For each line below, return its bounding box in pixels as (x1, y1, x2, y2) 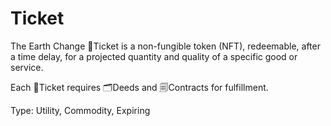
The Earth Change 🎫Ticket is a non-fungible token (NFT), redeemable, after (10, 40, 321, 52)
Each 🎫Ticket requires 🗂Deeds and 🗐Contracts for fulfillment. (10, 81, 269, 93)
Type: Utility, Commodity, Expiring (10, 104, 151, 116)
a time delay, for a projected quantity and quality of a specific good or (10, 50, 298, 62)
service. (10, 61, 44, 73)
